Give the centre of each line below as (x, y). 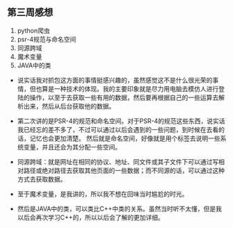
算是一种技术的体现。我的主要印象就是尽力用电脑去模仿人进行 (130, 88)
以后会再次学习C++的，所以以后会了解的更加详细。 (91, 217)
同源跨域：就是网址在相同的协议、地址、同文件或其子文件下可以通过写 (118, 161)
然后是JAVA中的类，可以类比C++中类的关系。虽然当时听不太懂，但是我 (120, 209)
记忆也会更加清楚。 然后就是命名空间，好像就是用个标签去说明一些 (125, 138)
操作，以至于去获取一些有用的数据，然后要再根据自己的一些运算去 (124, 97)
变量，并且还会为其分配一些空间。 (72, 147)
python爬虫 (33, 31)
